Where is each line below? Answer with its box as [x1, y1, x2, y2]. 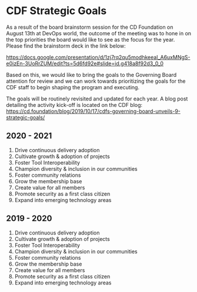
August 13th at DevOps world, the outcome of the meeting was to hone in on [6, 29, 192, 36]
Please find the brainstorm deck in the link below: [6, 42, 126, 49]
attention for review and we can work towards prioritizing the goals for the [6, 78, 186, 85]
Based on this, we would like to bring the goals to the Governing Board [6, 71, 177, 78]
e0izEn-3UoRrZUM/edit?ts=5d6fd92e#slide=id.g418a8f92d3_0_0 [6, 60, 163, 67]
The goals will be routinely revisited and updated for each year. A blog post [6, 95, 188, 102]
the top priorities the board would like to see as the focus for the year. [6, 36, 175, 43]
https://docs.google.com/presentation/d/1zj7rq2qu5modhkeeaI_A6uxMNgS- [6, 53, 191, 61]
